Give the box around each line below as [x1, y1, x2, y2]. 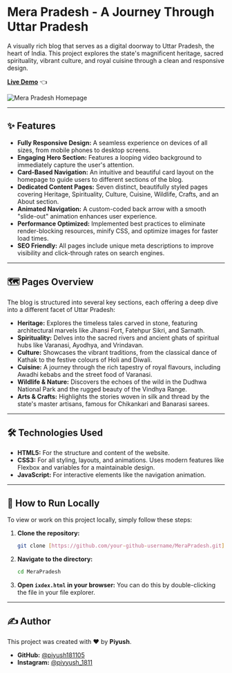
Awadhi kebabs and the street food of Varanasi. [17, 370, 153, 378]
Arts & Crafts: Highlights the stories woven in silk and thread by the [17, 392, 210, 400]
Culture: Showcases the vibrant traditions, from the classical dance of [17, 348, 217, 356]
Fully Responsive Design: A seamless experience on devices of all [17, 138, 208, 147]
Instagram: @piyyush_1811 [17, 658, 93, 666]
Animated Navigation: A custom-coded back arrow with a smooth [17, 205, 207, 213]
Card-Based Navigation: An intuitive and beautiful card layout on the [17, 167, 214, 176]
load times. [17, 234, 49, 242]
